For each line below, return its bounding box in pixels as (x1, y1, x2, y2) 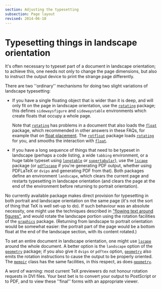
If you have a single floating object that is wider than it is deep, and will (12, 97, 154, 103)
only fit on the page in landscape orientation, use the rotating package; (12, 103, 156, 109)
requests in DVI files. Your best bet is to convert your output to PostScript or (5, 273, 157, 279)
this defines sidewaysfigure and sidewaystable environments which (12, 108, 147, 114)
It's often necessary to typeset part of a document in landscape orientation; (5, 64, 156, 69)
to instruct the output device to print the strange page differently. (5, 74, 134, 80)
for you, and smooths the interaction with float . (12, 138, 108, 144)
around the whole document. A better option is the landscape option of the (5, 243, 153, 249)
